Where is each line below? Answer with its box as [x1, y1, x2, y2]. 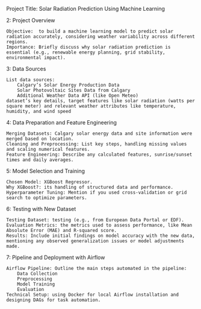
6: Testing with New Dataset [6, 206, 76, 212]
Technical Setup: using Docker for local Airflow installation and [6, 292, 179, 298]
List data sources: [6, 77, 55, 83]
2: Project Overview [6, 17, 55, 23]
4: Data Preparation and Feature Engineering [6, 119, 117, 126]
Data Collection [17, 271, 58, 277]
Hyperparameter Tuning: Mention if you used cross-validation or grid [6, 189, 187, 195]
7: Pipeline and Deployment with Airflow [6, 254, 105, 261]
